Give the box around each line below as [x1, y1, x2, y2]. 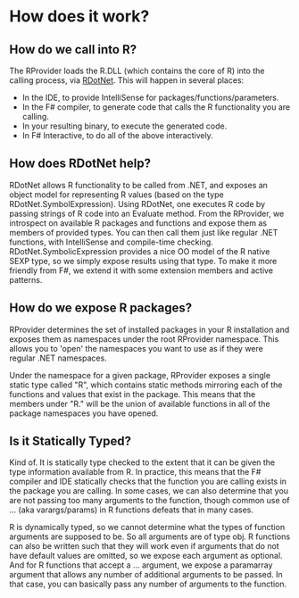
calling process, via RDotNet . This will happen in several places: [9, 75, 245, 86]
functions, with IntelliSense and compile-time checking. [9, 237, 214, 247]
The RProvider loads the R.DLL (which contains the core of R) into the [9, 65, 265, 76]
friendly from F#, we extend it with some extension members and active [9, 265, 274, 276]
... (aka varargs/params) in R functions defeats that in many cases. [9, 504, 254, 515]
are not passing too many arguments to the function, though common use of [9, 495, 290, 506]
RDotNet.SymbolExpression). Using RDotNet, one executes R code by [9, 198, 266, 209]
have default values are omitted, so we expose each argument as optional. [9, 551, 283, 561]
